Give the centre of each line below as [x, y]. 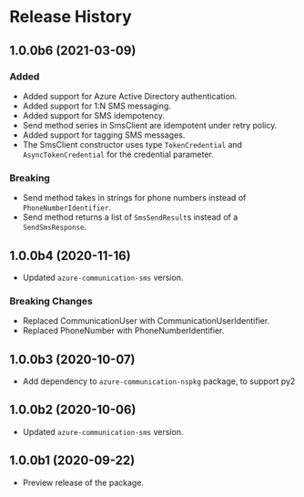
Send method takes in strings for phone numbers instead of [134, 198]
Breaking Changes [51, 301]
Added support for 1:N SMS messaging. [96, 106]
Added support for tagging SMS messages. [104, 135]
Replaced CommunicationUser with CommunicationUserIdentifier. [146, 321]
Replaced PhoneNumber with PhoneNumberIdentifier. [123, 331]
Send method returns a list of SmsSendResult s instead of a [130, 217]
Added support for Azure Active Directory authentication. [130, 96]
